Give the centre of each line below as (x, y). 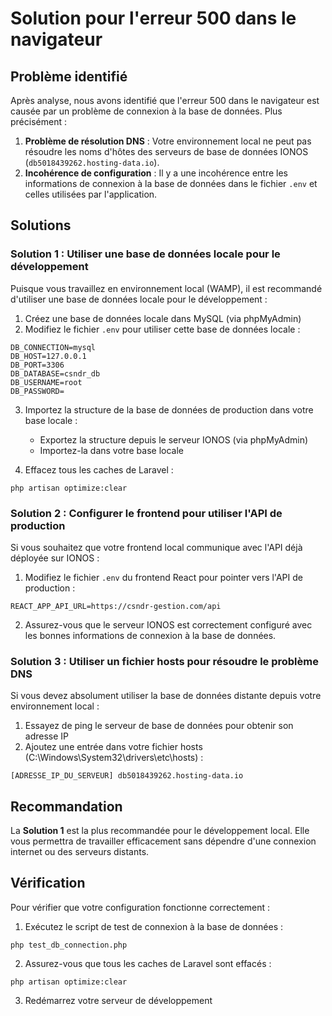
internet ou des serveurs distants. (80, 852)
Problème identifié (69, 76)
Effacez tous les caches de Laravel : (99, 469)
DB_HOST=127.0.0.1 (48, 356)
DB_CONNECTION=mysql (53, 347)
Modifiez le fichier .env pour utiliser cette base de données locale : (162, 329)
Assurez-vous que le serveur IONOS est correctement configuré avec (168, 624)
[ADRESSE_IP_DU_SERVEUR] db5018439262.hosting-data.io (127, 776)
